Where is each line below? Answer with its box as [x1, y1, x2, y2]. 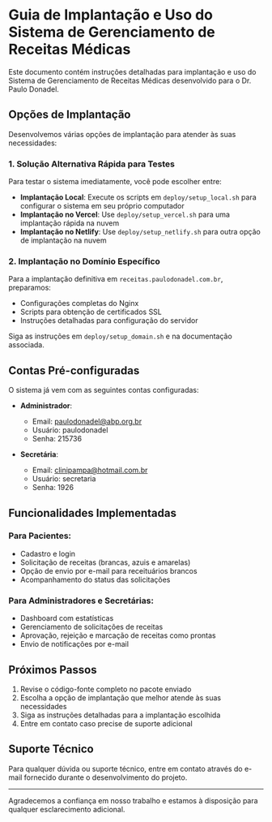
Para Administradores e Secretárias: [8, 595, 154, 606]
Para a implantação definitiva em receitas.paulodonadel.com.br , [8, 274, 223, 284]
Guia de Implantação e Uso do [8, 6, 213, 24]
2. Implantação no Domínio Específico [8, 256, 160, 267]
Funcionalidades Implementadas [8, 506, 176, 520]
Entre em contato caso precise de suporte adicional [19, 718, 193, 728]
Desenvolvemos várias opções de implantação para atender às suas [8, 129, 236, 139]
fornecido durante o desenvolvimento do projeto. [23, 773, 188, 782]
